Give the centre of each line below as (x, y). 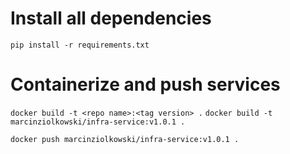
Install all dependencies (111, 18)
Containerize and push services (145, 84)
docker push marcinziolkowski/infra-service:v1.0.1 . (125, 139)
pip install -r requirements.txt (80, 45)
